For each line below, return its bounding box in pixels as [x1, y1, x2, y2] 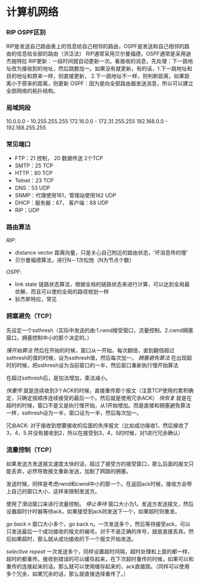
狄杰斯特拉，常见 [14, 296, 57, 303]
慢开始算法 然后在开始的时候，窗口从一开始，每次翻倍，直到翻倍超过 [6, 346, 174, 354]
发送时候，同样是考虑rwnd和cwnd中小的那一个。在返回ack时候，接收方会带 [6, 480, 192, 487]
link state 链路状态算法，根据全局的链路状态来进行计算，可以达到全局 [14, 281, 185, 288]
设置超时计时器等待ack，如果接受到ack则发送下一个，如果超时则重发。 [6, 507, 180, 515]
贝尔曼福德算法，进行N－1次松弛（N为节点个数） [14, 256, 135, 264]
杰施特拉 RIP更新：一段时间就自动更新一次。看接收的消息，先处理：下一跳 [6, 58, 188, 65]
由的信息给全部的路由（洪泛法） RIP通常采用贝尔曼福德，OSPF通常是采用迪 [6, 50, 192, 57]
